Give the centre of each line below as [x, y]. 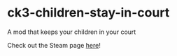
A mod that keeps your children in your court [72, 32]
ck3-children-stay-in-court [88, 13]
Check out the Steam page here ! [54, 45]
